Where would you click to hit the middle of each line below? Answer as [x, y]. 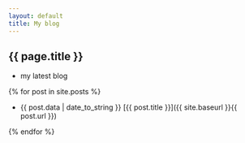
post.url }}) [38, 116]
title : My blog [34, 24]
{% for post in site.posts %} [55, 92]
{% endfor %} [32, 132]
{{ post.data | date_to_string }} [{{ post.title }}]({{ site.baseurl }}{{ [129, 107]
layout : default [36, 16]
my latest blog [44, 76]
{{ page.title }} [46, 56]
